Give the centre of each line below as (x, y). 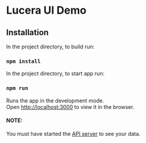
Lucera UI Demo (46, 10)
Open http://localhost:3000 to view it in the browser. (70, 107)
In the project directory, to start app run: (55, 74)
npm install (24, 61)
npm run (17, 88)
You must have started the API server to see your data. (73, 133)
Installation (27, 32)
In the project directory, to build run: (50, 46)
